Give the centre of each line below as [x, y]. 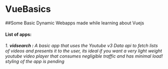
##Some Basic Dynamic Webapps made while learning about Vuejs [75, 23]
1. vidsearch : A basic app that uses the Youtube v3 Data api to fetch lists [81, 46]
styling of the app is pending [35, 62]
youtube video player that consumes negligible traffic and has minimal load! [84, 56]
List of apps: [18, 34]
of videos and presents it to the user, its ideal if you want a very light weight [83, 51]
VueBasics [28, 9]
